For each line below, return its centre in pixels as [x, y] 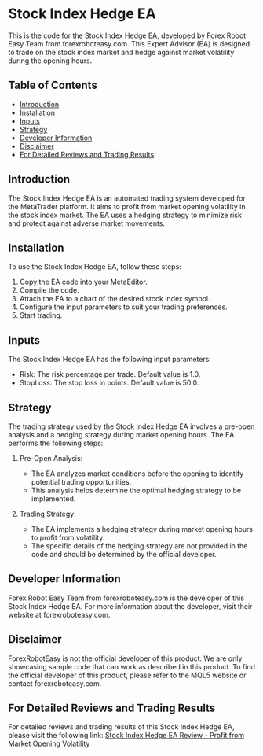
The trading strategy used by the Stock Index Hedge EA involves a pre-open [131, 426]
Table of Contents [53, 85]
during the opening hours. [50, 61]
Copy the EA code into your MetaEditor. [83, 282]
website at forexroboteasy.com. [59, 614]
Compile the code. [49, 290]
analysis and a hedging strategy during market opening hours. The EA [121, 435]
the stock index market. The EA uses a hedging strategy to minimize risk [125, 215]
